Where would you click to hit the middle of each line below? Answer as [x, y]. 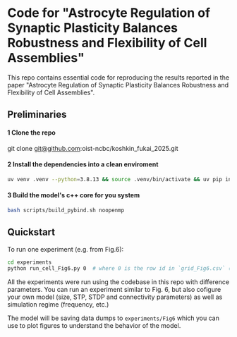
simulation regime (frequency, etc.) [58, 305]
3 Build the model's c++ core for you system [73, 195]
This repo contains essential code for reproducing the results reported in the [119, 77]
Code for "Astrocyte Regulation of [109, 13]
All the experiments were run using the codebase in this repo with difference [119, 282]
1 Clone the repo [32, 133]
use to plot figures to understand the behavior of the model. [94, 326]
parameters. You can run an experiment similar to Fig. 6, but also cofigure [114, 290]
